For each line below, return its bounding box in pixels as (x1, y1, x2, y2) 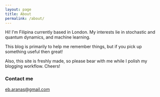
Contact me (5, 75, 34, 82)
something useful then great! (5, 49, 63, 55)
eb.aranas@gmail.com (5, 86, 50, 92)
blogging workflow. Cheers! (5, 63, 61, 69)
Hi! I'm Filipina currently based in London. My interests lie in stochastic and (5, 29, 156, 35)
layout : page (5, 7, 32, 12)
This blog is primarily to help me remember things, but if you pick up (5, 44, 142, 50)
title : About (5, 12, 32, 16)
